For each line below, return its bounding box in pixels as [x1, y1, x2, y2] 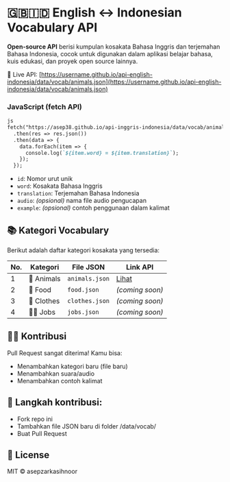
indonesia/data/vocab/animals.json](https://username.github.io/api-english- [7, 77, 222, 86]
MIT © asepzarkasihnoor [7, 468, 77, 476]
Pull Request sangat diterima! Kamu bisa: [7, 348, 123, 357]
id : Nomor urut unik [16, 175, 73, 183]
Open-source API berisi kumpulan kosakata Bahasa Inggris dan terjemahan [7, 43, 220, 51]
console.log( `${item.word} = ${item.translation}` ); [25, 149, 179, 156]
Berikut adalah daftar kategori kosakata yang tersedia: [7, 246, 159, 254]
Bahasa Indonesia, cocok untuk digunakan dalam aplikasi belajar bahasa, [7, 49, 214, 58]
